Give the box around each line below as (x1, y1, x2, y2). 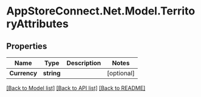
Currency (9, 69, 38, 77)
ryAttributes (6, 17, 69, 31)
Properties (6, 41, 47, 51)
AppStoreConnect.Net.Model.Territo (6, 4, 196, 18)
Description (66, 59, 101, 67)
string (43, 69, 61, 77)
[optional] (107, 69, 135, 77)
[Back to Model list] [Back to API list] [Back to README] (6, 84, 146, 92)
